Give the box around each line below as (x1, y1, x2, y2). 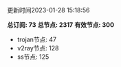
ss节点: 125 (16, 52, 49, 61)
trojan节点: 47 (16, 35, 57, 44)
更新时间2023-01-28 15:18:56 (7, 6, 91, 14)
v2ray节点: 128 (16, 44, 59, 52)
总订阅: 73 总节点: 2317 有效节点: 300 (7, 21, 115, 29)
